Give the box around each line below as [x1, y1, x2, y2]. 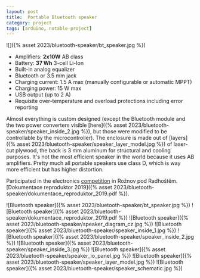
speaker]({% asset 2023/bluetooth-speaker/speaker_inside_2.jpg [33, 233, 194, 240]
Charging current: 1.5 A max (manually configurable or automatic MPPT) [14, 79, 192, 86]
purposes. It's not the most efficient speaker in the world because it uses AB [6, 153, 195, 161]
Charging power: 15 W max [14, 85, 82, 92]
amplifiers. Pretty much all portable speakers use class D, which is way [6, 160, 181, 167]
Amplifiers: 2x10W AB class [14, 53, 84, 60]
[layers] [169, 135, 188, 142]
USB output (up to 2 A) [14, 91, 71, 98]
